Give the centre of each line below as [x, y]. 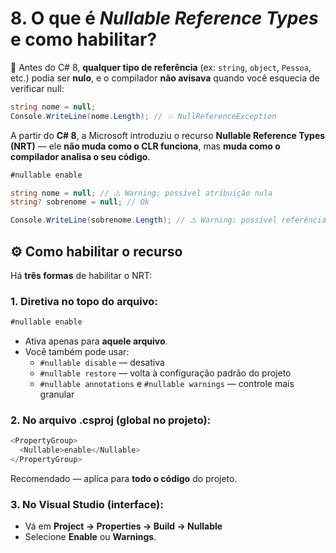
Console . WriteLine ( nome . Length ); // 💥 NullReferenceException [143, 116]
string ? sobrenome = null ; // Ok [80, 202]
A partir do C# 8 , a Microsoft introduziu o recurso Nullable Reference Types [168, 135]
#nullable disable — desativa [102, 363]
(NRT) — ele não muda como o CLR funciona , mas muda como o [145, 146]
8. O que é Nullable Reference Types [164, 18]
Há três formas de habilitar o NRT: [81, 275]
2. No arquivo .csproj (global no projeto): [111, 420]
